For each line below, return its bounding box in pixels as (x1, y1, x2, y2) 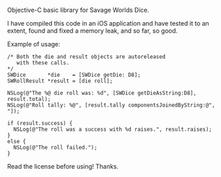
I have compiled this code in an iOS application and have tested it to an (7, 19, 209, 27)
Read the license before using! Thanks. (7, 162, 119, 170)
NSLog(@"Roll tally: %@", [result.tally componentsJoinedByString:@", (7, 102, 215, 109)
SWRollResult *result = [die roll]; (7, 77, 113, 84)
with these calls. (16, 59, 70, 66)
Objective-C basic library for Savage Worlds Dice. (7, 6, 150, 14)
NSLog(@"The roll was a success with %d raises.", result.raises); (13, 126, 213, 133)
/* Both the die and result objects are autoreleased (7, 53, 166, 60)
